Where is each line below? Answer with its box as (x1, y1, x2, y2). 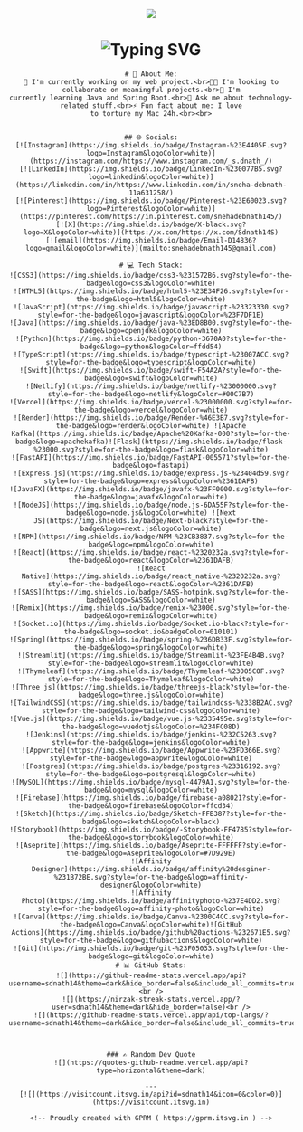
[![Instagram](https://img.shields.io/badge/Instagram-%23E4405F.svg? (15, 140, 287, 149)
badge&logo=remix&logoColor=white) (83, 611, 219, 620)
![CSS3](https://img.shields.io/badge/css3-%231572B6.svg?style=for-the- (9, 271, 293, 280)
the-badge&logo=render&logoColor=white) (55, 421, 210, 430)
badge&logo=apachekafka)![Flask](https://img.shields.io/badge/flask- (15, 437, 287, 446)
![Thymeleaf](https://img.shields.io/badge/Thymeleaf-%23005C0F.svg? (16, 666, 286, 676)
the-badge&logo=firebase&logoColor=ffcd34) (68, 801, 234, 810)
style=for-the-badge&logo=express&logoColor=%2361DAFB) (43, 476, 259, 486)
